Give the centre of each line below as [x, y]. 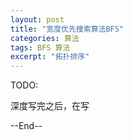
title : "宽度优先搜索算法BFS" [67, 29]
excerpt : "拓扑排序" [50, 57]
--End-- [26, 126]
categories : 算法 [45, 38]
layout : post [37, 19]
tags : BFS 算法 [40, 47]
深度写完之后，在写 [50, 106]
